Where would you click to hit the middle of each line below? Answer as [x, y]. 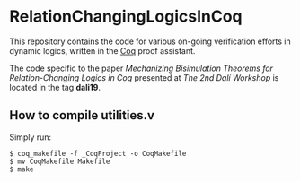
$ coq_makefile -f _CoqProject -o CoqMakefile [98, 153]
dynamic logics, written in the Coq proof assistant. [102, 50]
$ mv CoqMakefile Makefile [60, 161]
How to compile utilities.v [82, 115]
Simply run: [31, 137]
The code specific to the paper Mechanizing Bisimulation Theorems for [141, 68]
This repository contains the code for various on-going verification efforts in [150, 41]
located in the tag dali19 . [55, 87]
